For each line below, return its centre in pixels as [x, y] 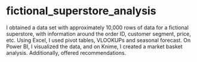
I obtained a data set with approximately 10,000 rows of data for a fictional [98, 27]
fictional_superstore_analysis [81, 11]
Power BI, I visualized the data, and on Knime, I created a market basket [95, 46]
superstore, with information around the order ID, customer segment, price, [98, 33]
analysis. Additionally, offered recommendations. [66, 52]
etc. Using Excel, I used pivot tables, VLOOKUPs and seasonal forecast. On [98, 40]
